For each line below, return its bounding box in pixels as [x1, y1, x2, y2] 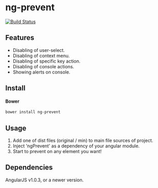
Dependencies [5, 163, 53, 172]
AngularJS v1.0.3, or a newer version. [5, 177, 84, 183]
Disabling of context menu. [12, 52, 70, 59]
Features [5, 33, 34, 42]
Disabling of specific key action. [12, 58, 81, 64]
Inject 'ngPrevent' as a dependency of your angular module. [12, 143, 140, 149]
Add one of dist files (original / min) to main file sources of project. [12, 138, 153, 144]
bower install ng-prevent [5, 109, 61, 115]
